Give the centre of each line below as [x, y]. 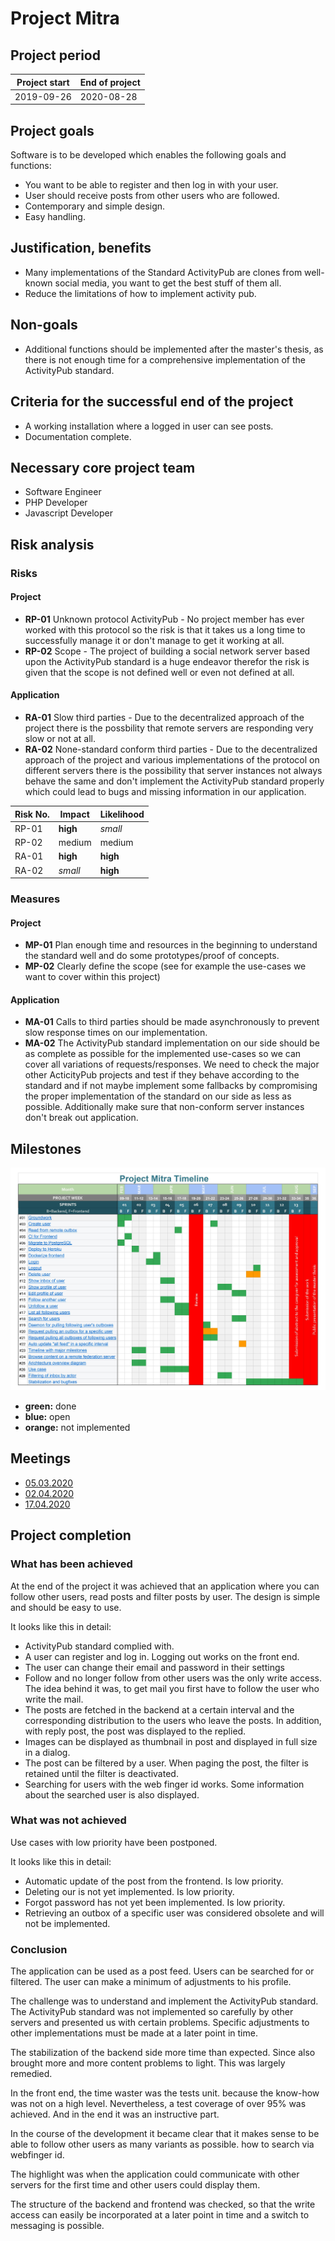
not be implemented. [67, 1923]
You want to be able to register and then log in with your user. [151, 185]
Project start [43, 82]
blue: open [47, 1417]
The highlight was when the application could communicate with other [155, 2174]
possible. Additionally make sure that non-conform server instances [164, 1107]
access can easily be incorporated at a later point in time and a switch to [160, 2215]
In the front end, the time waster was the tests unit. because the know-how [165, 2093]
